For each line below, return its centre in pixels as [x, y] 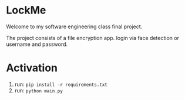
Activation [32, 68]
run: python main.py [38, 90]
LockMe [26, 10]
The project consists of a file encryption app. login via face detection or [92, 38]
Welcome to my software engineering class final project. [74, 26]
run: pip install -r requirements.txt [61, 84]
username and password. [37, 44]
